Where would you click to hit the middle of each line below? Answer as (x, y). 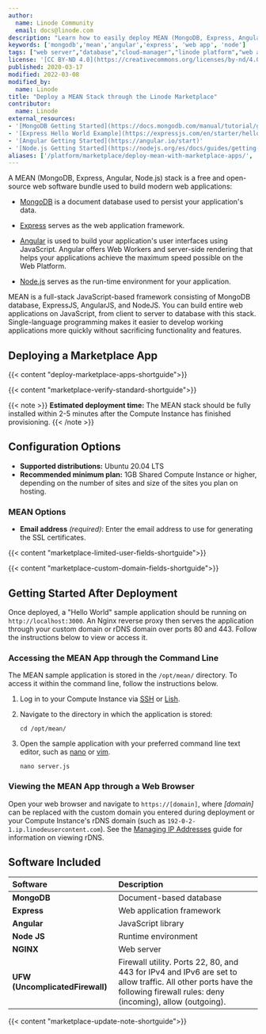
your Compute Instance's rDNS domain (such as (87, 820)
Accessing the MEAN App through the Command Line (114, 658)
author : (21, 15)
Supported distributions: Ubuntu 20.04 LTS (92, 466)
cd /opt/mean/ (43, 729)
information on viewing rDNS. (56, 838)
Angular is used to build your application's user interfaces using (123, 241)
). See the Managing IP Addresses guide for (171, 829)
